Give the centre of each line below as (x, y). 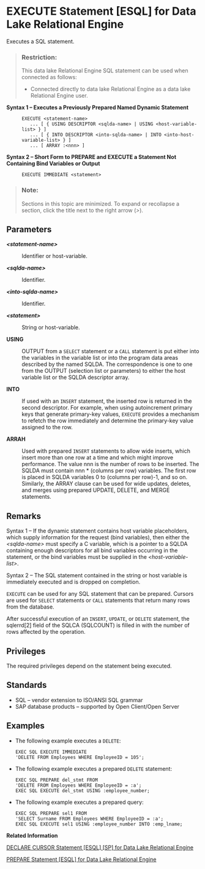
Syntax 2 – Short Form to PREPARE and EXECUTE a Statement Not (91, 157)
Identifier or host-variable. (54, 256)
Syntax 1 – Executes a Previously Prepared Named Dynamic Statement (97, 107)
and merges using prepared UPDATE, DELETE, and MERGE (96, 490)
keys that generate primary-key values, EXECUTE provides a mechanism (110, 414)
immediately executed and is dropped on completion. (73, 582)
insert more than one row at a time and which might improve (97, 458)
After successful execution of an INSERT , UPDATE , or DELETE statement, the (98, 619)
